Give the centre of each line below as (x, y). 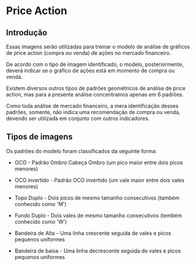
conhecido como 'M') (40, 204)
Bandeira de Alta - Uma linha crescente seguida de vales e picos (93, 233)
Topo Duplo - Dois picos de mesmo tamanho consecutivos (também (97, 198)
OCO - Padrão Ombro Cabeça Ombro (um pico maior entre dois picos (99, 162)
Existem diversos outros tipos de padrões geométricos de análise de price (96, 88)
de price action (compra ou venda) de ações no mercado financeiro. (89, 53)
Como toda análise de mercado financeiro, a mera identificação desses (92, 106)
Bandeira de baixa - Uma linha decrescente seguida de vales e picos (97, 251)
